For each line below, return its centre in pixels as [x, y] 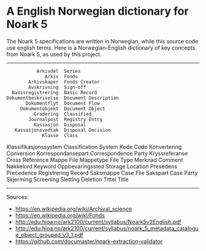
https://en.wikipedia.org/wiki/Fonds [60, 215]
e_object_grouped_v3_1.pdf [49, 234]
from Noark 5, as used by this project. [54, 54]
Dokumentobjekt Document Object [63, 108]
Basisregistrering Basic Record [55, 92]
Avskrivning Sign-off [57, 87]
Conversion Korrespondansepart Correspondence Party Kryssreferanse [97, 153]
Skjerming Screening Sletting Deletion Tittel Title [67, 179]
